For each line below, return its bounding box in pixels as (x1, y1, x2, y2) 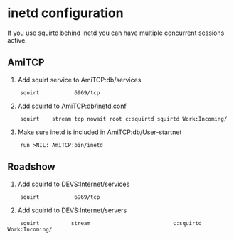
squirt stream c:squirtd (20, 219, 202, 227)
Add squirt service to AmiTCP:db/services (17, 75, 142, 84)
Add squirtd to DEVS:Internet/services (17, 180, 130, 188)
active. (7, 36, 27, 44)
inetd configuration (7, 5, 124, 21)
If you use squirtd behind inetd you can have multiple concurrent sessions (7, 28, 225, 37)
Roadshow (7, 161, 55, 173)
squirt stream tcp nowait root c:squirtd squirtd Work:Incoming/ (20, 115, 228, 122)
